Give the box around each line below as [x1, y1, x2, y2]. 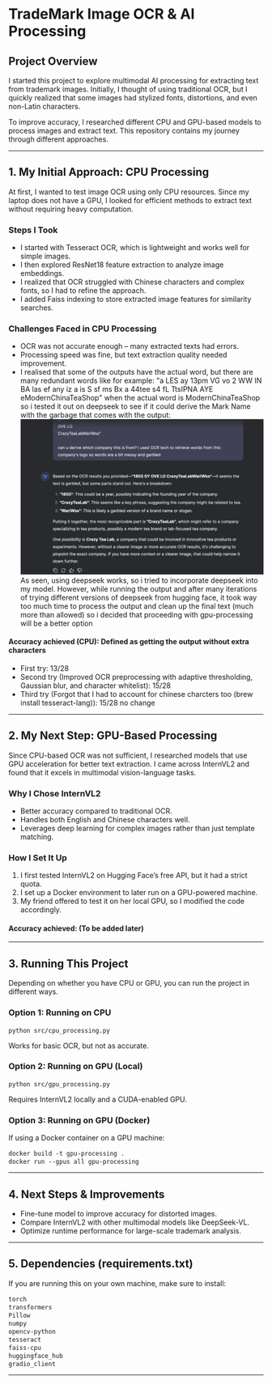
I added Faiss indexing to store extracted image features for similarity [19, 295, 252, 304]
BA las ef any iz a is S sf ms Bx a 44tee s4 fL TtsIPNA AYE [19, 384, 214, 394]
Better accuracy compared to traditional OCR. [19, 806, 172, 816]
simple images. [19, 252, 71, 261]
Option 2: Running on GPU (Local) [8, 1061, 143, 1072]
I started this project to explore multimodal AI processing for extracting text [8, 76, 259, 85]
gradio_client [8, 1360, 57, 1368]
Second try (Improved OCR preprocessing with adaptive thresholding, [19, 672, 253, 681]
